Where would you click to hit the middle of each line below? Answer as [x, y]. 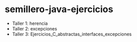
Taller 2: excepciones [34, 28]
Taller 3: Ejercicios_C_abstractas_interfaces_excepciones [72, 34]
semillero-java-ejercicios [59, 9]
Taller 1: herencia [30, 23]
